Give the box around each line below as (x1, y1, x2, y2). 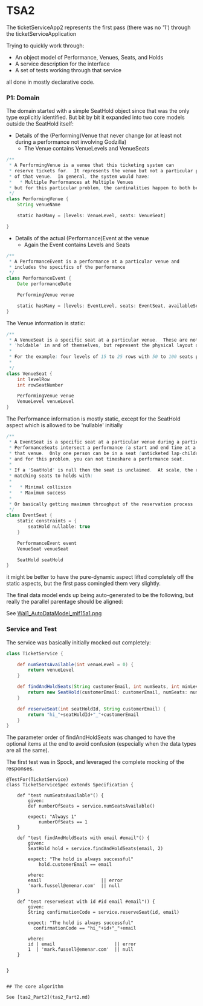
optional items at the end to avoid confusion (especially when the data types (6, 740, 196, 748)
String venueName (17, 201, 61, 208)
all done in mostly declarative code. (6, 78, 95, 86)
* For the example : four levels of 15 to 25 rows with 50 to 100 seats (8, 354, 193, 360)
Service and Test (6, 625, 57, 633)
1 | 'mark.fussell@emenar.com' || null (28, 947, 134, 953)
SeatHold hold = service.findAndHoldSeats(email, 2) (28, 846, 164, 852)
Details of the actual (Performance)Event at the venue (14, 234, 149, 241)
